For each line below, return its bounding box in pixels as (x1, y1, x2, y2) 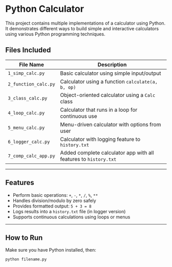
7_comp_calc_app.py (8, 153, 55, 159)
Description (97, 61, 127, 68)
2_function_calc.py (8, 81, 55, 87)
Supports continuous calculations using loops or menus (12, 214, 131, 220)
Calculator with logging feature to (60, 135, 141, 142)
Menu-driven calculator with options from (60, 121, 161, 128)
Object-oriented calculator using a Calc (60, 91, 156, 98)
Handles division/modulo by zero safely (12, 197, 96, 203)
